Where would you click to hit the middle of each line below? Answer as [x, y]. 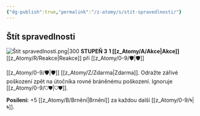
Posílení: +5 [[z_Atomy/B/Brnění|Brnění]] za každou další [78, 100]
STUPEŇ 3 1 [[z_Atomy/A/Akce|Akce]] [130, 51]
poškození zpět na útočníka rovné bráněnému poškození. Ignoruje [90, 82]
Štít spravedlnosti [41, 37]
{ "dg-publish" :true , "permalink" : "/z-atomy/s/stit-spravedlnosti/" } [94, 12]
